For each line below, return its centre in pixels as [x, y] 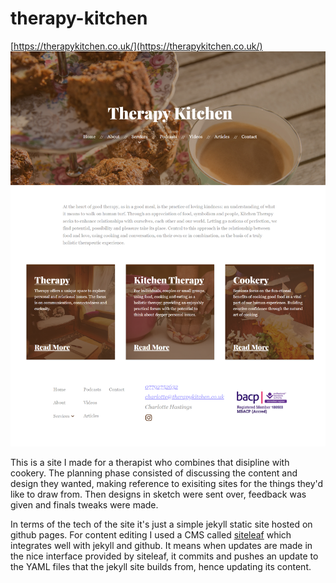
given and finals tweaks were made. [84, 505]
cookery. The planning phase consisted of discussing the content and [154, 473]
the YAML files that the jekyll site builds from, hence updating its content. [161, 567]
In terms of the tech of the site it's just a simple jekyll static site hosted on [161, 524]
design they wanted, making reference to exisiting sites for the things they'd [167, 484]
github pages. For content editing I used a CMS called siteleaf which [151, 535]
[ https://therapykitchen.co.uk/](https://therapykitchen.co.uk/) [136, 46]
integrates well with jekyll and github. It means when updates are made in [161, 546]
